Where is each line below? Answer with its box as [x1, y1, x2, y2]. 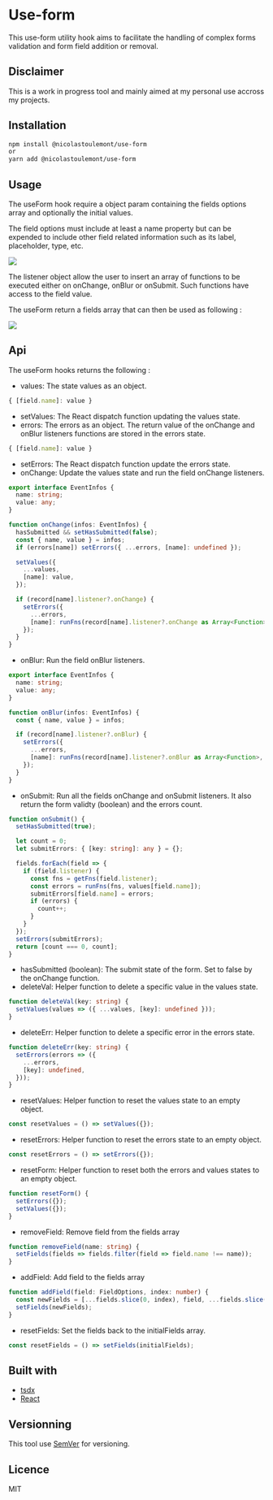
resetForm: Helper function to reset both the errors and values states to [19, 1165, 260, 1175]
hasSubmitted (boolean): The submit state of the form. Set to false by [19, 965, 253, 974]
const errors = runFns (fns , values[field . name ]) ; [29, 882, 201, 891]
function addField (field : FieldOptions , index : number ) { [8, 1288, 209, 1297]
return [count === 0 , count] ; [15, 943, 118, 951]
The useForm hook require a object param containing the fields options [8, 199, 247, 209]
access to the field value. [8, 289, 93, 298]
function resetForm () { [8, 1190, 89, 1198]
